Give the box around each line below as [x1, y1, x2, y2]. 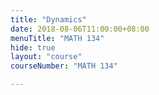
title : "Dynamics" [10, 14, 87, 25]
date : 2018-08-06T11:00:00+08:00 [10, 24, 150, 34]
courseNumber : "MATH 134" [10, 61, 118, 71]
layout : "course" [10, 52, 83, 62]
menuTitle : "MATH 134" [10, 33, 105, 43]
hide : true [10, 42, 56, 53]
